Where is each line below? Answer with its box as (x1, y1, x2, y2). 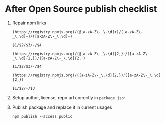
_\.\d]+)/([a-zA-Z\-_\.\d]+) (12, 34, 73, 39)
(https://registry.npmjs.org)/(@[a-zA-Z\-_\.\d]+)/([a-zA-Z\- (12, 29, 143, 34)
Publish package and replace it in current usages (12, 104, 112, 110)
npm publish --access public (12, 114, 73, 119)
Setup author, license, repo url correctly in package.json (12, 94, 126, 100)
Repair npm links (12, 20, 47, 26)
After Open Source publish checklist (5, 3, 157, 15)
